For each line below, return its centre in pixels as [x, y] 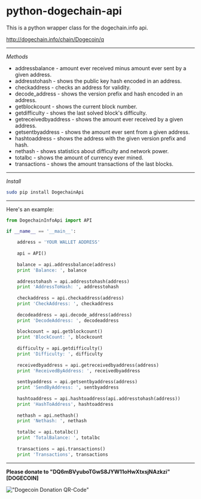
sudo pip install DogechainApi [45, 192]
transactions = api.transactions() [61, 449]
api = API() [32, 253]
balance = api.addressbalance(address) [67, 265]
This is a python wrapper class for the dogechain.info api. [77, 28]
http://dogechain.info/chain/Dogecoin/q [55, 39]
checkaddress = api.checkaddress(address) [71, 298]
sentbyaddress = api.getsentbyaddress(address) [77, 382]
